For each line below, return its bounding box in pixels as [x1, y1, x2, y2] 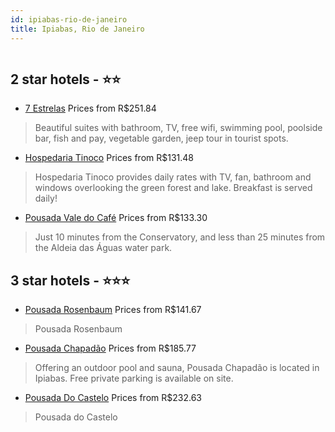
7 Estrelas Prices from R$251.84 [24, 102, 157, 115]
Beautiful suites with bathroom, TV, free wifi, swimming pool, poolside [34, 122, 323, 134]
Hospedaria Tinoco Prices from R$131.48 [24, 152, 194, 164]
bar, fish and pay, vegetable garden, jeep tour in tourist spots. [34, 132, 289, 145]
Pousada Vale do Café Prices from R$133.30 [24, 212, 208, 224]
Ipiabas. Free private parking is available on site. [34, 372, 234, 385]
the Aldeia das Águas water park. [34, 242, 173, 254]
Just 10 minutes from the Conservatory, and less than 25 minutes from [34, 231, 326, 243]
